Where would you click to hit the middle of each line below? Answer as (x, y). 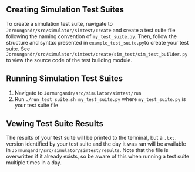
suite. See (18, 49)
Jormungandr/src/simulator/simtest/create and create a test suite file (91, 30)
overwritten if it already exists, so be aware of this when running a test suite (98, 156)
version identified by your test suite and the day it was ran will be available (96, 144)
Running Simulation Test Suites (65, 79)
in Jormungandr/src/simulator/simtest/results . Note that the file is (87, 150)
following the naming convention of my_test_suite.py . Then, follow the (92, 36)
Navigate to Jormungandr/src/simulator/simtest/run (78, 93)
